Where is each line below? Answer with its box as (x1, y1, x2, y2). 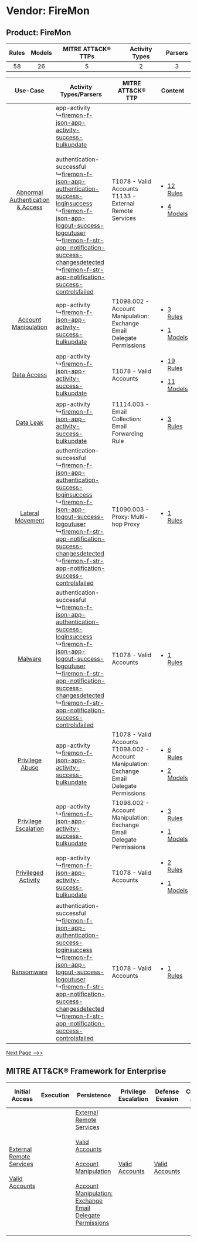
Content (161, 86, 185, 95)
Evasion (155, 1094, 179, 1103)
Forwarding (111, 429, 144, 438)
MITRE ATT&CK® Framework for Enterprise (6, 1066, 167, 1076)
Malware (17, 655, 42, 662)
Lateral (20, 509, 39, 517)
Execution (40, 1091, 70, 1099)
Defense (155, 1087, 179, 1096)
